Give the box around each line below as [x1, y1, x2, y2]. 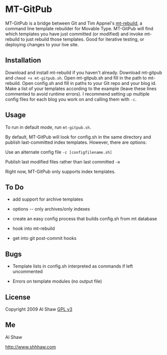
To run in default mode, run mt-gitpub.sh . [5, 124, 92, 130]
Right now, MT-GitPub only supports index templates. [5, 168, 116, 174]
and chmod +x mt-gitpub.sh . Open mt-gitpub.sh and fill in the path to [5, 74, 147, 81]
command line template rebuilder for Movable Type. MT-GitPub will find [5, 25, 153, 31]
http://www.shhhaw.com [5, 343, 56, 350]
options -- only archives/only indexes [12, 206, 91, 212]
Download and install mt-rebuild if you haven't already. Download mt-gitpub [5, 69, 162, 75]
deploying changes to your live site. [5, 41, 79, 47]
